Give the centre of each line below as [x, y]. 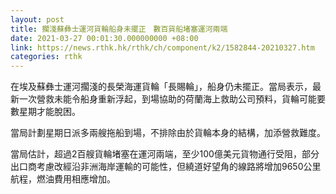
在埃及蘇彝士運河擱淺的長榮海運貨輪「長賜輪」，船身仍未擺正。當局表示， [161, 87]
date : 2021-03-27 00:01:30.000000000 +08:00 [104, 38]
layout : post [37, 19]
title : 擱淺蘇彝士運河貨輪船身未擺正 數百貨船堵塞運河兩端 [119, 29]
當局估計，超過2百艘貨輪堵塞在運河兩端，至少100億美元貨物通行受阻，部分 [165, 154]
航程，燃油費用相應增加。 [63, 179]
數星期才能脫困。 [45, 112]
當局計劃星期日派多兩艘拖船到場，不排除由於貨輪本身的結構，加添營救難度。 [168, 133]
